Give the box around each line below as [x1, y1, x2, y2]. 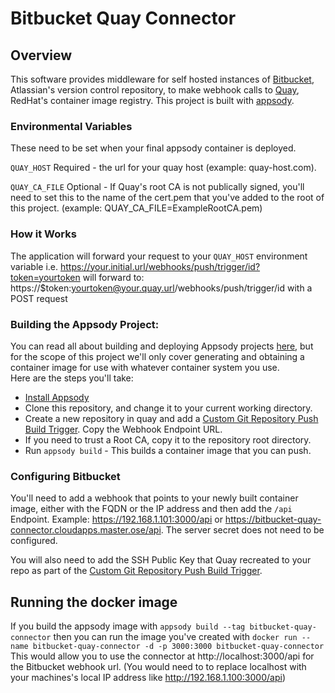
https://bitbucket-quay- [224, 513, 322, 526]
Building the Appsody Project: [10, 317, 160, 331]
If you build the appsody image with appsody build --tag [10, 620, 246, 632]
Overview [10, 47, 73, 64]
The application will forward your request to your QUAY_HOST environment [10, 250, 308, 262]
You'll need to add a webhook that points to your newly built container [10, 492, 299, 504]
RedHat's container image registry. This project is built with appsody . [10, 95, 295, 106]
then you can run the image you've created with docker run [53, 631, 298, 642]
